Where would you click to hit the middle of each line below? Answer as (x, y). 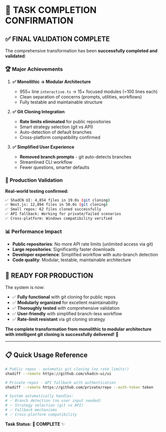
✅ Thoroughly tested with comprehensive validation (66, 308)
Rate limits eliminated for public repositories (65, 122)
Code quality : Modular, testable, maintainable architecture (72, 260)
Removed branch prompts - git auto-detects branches (76, 157)
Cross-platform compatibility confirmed (60, 138)
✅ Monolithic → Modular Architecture (52, 82)
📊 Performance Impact (34, 231)
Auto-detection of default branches (56, 132)
